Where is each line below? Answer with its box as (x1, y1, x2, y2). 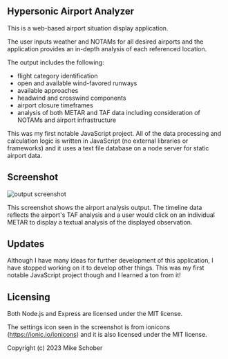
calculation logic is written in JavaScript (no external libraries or (7, 137, 189, 145)
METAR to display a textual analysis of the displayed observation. (7, 218, 193, 226)
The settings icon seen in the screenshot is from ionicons (7, 323, 171, 331)
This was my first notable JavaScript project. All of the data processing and (7, 129, 222, 137)
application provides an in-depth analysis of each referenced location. (7, 44, 207, 53)
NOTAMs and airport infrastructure (17, 116, 117, 124)
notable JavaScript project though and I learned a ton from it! (7, 271, 181, 279)
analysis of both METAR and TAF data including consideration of (17, 108, 200, 116)
